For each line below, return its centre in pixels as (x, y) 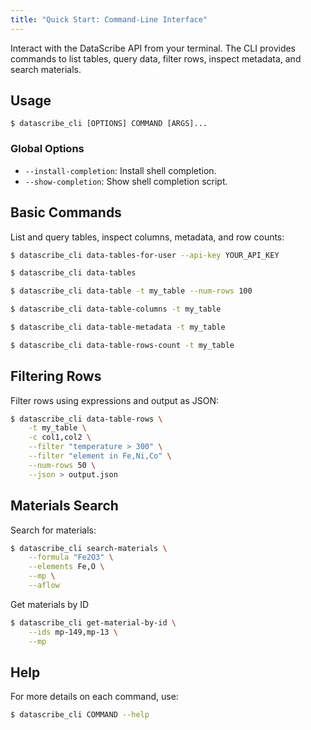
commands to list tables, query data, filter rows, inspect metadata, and (156, 58)
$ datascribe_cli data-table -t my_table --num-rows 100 (131, 291)
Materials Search (64, 506)
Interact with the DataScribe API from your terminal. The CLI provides (153, 48)
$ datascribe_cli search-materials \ (89, 548)
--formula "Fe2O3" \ (71, 557)
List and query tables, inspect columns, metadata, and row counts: (147, 237)
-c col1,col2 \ (60, 437)
